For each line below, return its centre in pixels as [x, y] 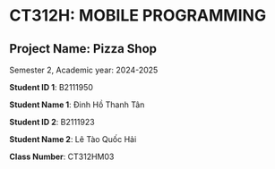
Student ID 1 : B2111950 [52, 87]
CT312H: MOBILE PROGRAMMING [138, 16]
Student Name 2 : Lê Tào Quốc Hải [73, 139]
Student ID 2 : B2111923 [52, 122]
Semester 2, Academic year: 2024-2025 [84, 70]
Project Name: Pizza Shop [83, 49]
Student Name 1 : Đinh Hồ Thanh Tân [77, 105]
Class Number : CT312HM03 [62, 156]
